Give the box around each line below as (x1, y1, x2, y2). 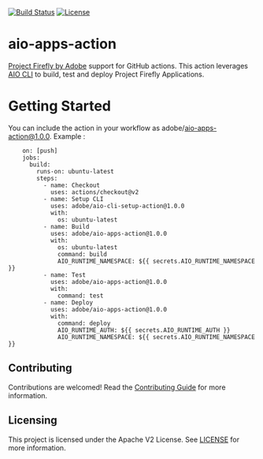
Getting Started (8, 97, 112, 115)
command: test (57, 292, 104, 300)
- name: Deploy (43, 298, 93, 307)
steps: (36, 174, 58, 182)
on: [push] (22, 147, 58, 155)
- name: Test (43, 271, 87, 279)
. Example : (50, 131, 86, 141)
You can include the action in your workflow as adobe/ (8, 123, 185, 132)
